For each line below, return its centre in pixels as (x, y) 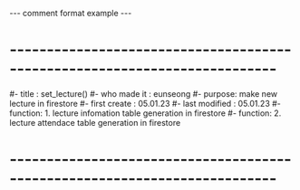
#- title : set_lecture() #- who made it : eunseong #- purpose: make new (144, 93)
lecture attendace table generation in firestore (95, 122)
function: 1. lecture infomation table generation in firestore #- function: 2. (145, 113)
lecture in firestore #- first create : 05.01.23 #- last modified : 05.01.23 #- (145, 103)
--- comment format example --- (71, 13)
